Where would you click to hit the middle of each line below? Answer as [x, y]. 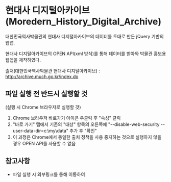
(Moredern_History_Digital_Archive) [83, 22]
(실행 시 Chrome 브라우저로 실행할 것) [43, 107]
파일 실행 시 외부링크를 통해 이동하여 [49, 174]
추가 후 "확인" [83, 131]
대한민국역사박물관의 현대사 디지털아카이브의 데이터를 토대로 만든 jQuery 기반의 [85, 36]
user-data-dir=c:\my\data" [41, 131]
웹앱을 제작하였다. [23, 60]
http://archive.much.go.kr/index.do [42, 76]
